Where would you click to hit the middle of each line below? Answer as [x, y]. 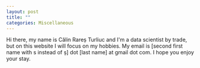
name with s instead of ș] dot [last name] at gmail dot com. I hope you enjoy [100, 52]
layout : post [23, 12]
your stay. [19, 59]
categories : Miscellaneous [40, 23]
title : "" [19, 17]
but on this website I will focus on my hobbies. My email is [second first [95, 46]
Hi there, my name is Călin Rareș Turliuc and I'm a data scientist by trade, [97, 40]
